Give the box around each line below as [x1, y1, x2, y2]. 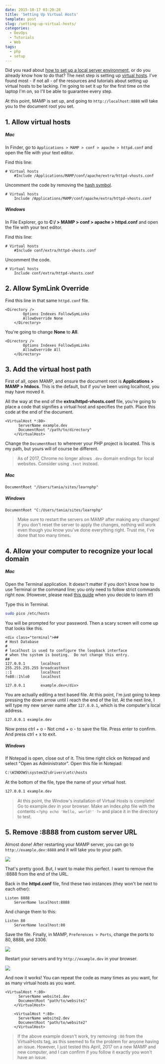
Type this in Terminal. [5, 601, 49, 607]
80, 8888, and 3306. [5, 936, 47, 942]
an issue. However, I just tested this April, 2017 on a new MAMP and [17, 1044, 156, 1050]
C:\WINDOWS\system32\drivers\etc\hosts [5, 770, 88, 775]
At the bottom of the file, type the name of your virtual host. [5, 779, 127, 785]
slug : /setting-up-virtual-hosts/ [5, 21, 77, 26]
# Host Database [5, 639, 39, 644]
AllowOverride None [23, 316, 63, 321]
